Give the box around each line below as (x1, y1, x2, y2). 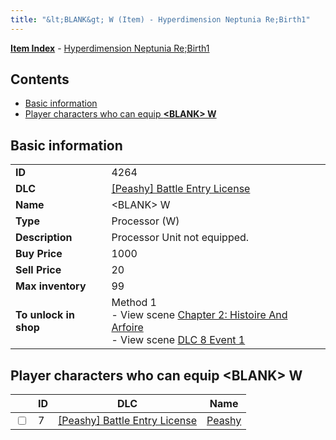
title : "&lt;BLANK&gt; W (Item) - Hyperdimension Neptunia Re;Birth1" (10, 14, 311, 25)
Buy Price (15, 247, 63, 261)
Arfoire (111, 321, 144, 335)
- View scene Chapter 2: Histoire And (111, 308, 288, 322)
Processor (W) (111, 214, 180, 228)
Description (15, 231, 73, 245)
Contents (10, 71, 70, 88)
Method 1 (111, 296, 157, 310)
